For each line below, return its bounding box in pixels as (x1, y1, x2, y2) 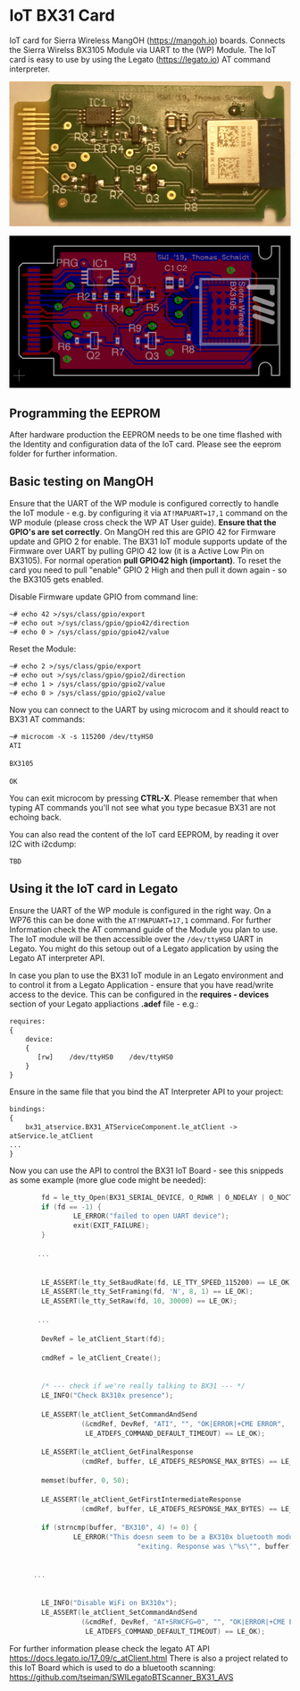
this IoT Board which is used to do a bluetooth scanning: (9, 1661, 216, 1673)
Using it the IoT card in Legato (9, 881, 179, 896)
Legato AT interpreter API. (9, 952, 105, 963)
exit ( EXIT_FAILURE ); (72, 1221, 150, 1230)
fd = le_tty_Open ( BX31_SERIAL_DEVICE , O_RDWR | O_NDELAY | (41, 1193, 266, 1202)
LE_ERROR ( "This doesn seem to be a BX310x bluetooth (72, 1533, 274, 1542)
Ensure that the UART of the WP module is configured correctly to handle (9, 497, 279, 508)
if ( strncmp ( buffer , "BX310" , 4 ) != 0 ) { (41, 1523, 198, 1533)
